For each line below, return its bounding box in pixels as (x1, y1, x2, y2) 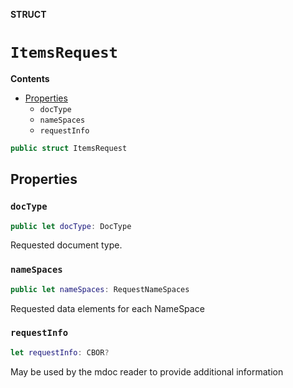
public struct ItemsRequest (10, 143, 128, 153)
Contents (10, 72, 50, 84)
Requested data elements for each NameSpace (10, 302, 205, 314)
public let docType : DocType (10, 221, 132, 231)
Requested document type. (10, 239, 123, 251)
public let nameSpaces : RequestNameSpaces (10, 284, 190, 294)
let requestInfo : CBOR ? (10, 347, 110, 358)
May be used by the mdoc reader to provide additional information (10, 365, 284, 378)
